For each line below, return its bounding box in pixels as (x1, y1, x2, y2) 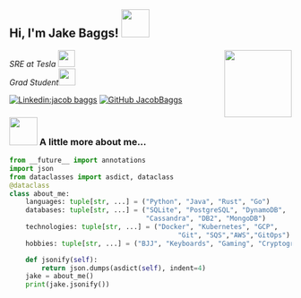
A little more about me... (39, 135, 147, 148)
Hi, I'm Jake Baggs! (9, 26, 119, 41)
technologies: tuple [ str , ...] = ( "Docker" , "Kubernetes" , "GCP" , (25, 223, 279, 232)
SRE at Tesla (9, 58, 56, 69)
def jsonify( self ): (25, 255, 99, 264)
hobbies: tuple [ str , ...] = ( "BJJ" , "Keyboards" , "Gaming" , (25, 239, 254, 248)
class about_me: (9, 189, 70, 198)
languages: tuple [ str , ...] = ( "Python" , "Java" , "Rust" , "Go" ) (25, 198, 271, 207)
